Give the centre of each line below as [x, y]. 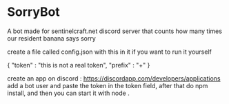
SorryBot [33, 12]
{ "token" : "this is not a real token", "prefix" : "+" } [79, 65]
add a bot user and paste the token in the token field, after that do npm [108, 85]
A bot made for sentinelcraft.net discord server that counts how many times [115, 31]
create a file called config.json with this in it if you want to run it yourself [109, 52]
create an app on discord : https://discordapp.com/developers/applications [114, 78]
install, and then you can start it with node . [68, 93]
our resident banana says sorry [52, 38]
